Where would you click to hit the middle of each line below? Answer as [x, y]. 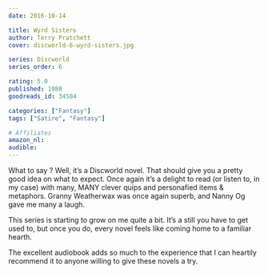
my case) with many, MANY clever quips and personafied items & [116, 187]
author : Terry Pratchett [50, 38]
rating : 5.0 [28, 82]
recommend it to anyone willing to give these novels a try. [103, 261]
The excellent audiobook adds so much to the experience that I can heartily [133, 252]
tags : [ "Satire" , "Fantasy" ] [57, 118]
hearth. [20, 237]
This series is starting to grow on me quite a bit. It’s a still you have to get [128, 220]
